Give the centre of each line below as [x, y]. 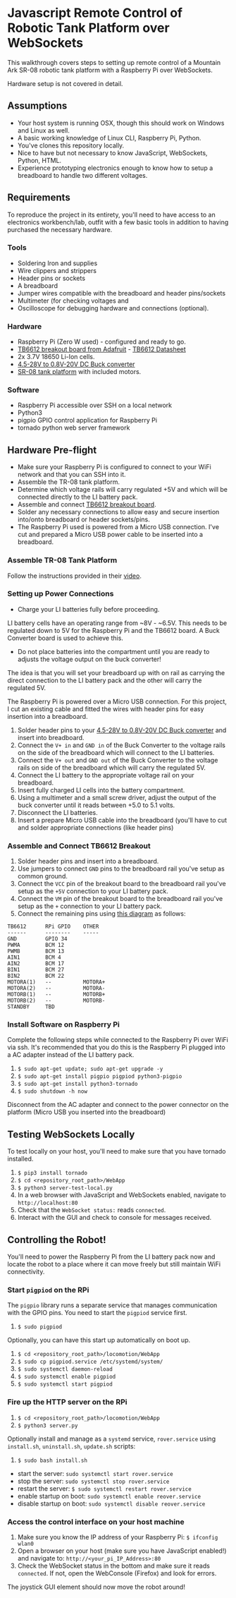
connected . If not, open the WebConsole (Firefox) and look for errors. [117, 1573]
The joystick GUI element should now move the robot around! [96, 1587]
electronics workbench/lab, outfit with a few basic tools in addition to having [118, 222]
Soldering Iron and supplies [57, 263]
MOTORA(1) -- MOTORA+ [56, 982]
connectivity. [26, 1272]
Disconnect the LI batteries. [58, 812]
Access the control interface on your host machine [96, 1522]
